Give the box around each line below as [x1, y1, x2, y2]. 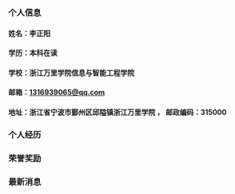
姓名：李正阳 [8, 28, 50, 38]
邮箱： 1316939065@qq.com [8, 88, 106, 97]
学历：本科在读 [8, 48, 58, 57]
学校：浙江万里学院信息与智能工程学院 [8, 68, 134, 77]
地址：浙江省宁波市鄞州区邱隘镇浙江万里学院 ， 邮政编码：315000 [8, 107, 227, 117]
